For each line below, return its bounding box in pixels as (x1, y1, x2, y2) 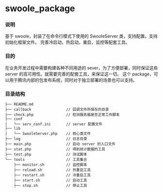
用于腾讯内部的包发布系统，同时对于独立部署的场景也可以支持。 (9, 77, 137, 83)
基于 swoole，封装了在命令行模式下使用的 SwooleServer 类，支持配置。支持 (5, 33, 158, 39)
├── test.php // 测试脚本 (5, 152, 88, 157)
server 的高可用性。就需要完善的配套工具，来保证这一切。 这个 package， (5, 71, 154, 77)
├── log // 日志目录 (5, 136, 88, 142)
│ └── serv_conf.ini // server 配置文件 (5, 122, 103, 127)
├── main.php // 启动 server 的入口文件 (5, 142, 116, 147)
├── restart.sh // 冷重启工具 (14, 173, 91, 178)
